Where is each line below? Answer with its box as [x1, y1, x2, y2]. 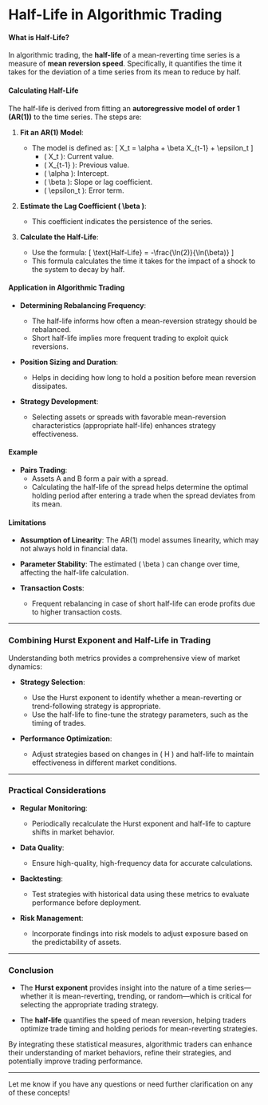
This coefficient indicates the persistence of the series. [31, 216, 213, 226]
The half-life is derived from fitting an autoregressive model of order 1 [8, 103, 241, 113]
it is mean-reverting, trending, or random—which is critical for [49, 991, 253, 1001]
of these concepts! [8, 1088, 70, 1098]
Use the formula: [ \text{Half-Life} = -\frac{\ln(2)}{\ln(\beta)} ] [31, 247, 235, 257]
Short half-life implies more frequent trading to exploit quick [31, 333, 229, 342]
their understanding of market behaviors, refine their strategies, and [8, 1048, 231, 1058]
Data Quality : [19, 843, 65, 852]
